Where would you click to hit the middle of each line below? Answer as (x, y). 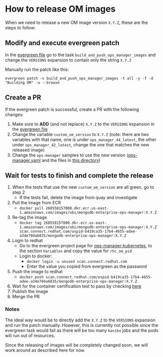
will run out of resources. (30, 336)
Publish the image (30, 292)
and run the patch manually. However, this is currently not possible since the (81, 325)
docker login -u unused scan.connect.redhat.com (77, 262)
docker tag (30, 223)
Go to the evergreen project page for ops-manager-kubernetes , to (86, 246)
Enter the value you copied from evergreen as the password (87, 266)
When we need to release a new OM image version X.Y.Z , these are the (77, 22)
